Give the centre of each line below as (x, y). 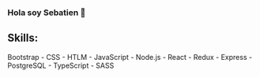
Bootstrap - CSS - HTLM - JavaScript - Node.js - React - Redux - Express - (130, 57)
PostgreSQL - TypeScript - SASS (61, 65)
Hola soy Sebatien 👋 (47, 13)
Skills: (23, 38)
